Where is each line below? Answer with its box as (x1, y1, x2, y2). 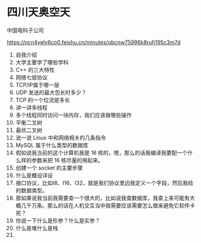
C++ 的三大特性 (15, 66, 55, 73)
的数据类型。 (15, 186, 48, 194)
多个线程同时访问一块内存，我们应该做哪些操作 (15, 111, 132, 118)
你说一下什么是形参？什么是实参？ (15, 216, 100, 224)
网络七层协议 (15, 74, 48, 81)
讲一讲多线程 (15, 104, 48, 111)
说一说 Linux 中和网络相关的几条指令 (15, 134, 107, 141)
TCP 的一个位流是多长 (15, 96, 70, 103)
